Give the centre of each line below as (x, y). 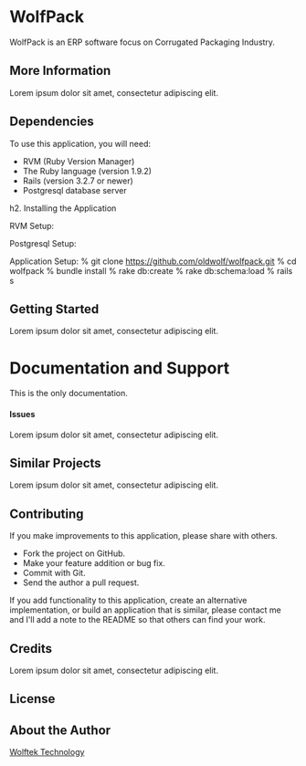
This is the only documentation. (69, 393)
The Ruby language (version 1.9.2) (87, 171)
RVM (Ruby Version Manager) (79, 161)
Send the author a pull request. (81, 582)
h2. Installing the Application (63, 208)
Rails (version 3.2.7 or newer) (78, 181)
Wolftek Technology (47, 752)
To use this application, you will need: (80, 143)
